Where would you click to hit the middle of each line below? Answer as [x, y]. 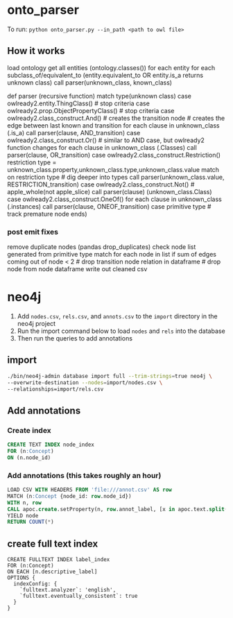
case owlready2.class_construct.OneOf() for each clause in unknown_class [114, 199]
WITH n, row [24, 503]
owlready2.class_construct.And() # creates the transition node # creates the [116, 118]
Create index [29, 430]
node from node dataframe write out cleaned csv [77, 269]
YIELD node [23, 515]
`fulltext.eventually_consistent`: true [79, 596]
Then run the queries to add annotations [75, 338]
